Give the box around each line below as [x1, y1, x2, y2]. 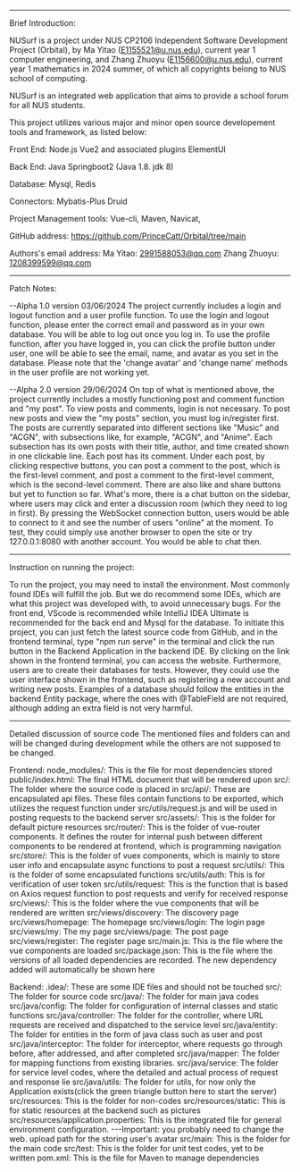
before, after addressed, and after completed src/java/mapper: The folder [9, 1048, 279, 1058]
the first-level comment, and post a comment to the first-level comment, [9, 470, 275, 480]
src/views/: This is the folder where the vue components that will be [9, 898, 259, 908]
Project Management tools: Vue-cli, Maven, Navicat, [9, 214, 201, 223]
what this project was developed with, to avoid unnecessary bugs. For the [9, 598, 281, 609]
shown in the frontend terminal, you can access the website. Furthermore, [9, 655, 281, 666]
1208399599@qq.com [9, 257, 92, 268]
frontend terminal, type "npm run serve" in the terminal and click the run [9, 637, 275, 646]
